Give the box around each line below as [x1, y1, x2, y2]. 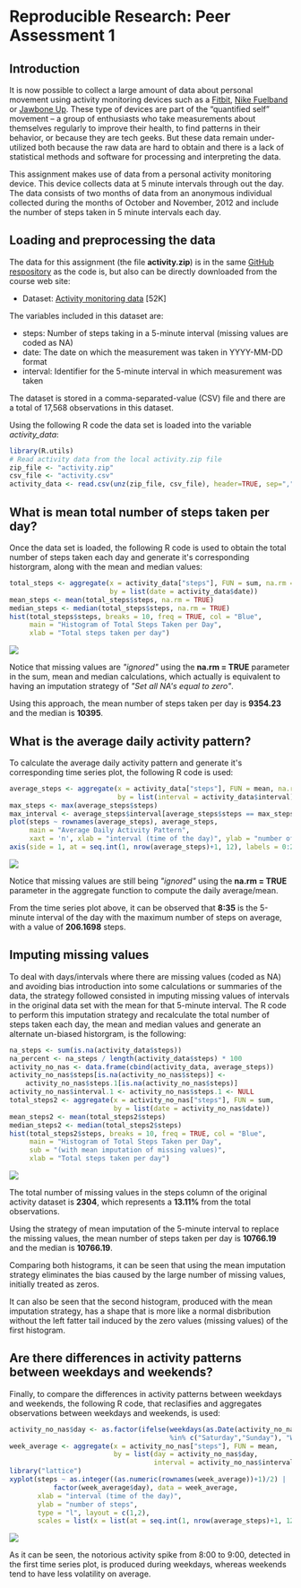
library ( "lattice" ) [9, 1467, 82, 1476]
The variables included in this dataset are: [9, 310, 164, 321]
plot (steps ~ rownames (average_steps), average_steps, [9, 817, 219, 826]
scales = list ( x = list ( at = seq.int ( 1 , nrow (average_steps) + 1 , [37, 1516, 283, 1525]
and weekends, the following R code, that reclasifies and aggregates [9, 1398, 262, 1409]
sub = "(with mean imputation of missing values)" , [29, 1145, 227, 1155]
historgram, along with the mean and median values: [9, 562, 203, 572]
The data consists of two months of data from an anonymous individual [9, 188, 272, 198]
